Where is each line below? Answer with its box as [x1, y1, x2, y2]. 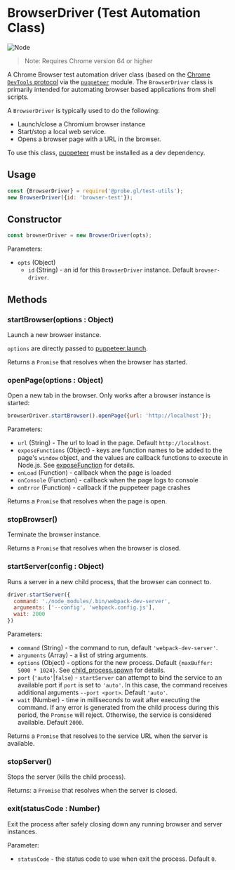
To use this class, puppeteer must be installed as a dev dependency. [7, 148, 206, 157]
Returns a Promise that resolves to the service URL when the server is [7, 732, 208, 740]
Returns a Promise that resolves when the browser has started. [7, 357, 188, 366]
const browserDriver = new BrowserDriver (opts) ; [7, 232, 152, 239]
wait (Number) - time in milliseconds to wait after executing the [17, 696, 201, 704]
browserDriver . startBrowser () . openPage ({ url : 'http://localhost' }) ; [7, 412, 212, 419]
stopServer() [7, 756, 52, 766]
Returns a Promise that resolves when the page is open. [7, 497, 168, 506]
